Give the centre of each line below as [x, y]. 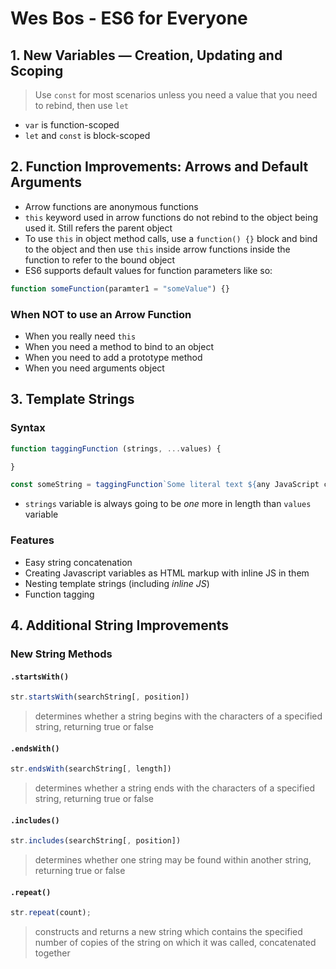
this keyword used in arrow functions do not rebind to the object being [171, 217]
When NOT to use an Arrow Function [101, 314]
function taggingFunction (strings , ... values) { [116, 448]
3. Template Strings [72, 399]
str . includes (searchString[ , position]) [96, 841]
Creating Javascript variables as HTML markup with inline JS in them [167, 573]
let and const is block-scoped [87, 135]
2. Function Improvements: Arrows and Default [159, 167]
